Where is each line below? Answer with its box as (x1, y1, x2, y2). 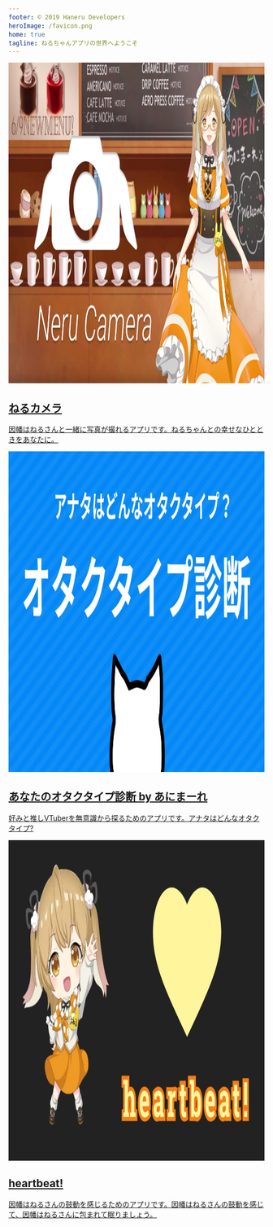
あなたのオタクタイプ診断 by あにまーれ (8, 790, 208, 804)
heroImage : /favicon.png (8, 21, 93, 30)
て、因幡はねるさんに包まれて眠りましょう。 (8, 1209, 158, 1219)
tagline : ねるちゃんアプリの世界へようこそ (8, 39, 138, 47)
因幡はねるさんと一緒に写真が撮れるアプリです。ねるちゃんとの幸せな (8, 424, 243, 435)
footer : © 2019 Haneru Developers (8, 13, 126, 21)
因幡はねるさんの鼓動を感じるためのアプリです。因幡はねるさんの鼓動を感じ (8, 1199, 264, 1209)
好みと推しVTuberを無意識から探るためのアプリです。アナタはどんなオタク (8, 813, 260, 822)
